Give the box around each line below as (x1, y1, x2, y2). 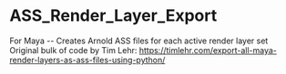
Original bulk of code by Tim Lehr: (9, 44, 138, 55)
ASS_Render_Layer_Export (9, 5, 218, 26)
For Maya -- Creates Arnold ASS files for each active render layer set (9, 35, 269, 46)
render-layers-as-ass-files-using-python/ (9, 54, 166, 65)
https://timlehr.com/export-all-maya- (138, 44, 278, 55)
